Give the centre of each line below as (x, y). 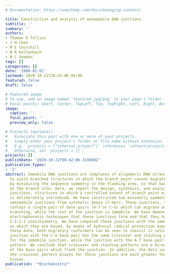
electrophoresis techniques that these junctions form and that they (84, 217)
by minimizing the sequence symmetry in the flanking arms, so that (83, 184)
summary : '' (18, 28)
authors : (14, 33)
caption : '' (23, 113)
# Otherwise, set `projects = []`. (45, 151)
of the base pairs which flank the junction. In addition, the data (83, 250)
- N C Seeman (19, 57)
